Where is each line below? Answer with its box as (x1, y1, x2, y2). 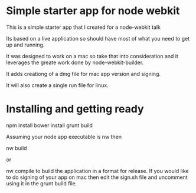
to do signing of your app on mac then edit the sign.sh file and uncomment (6, 174, 188, 181)
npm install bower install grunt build (6, 122, 93, 129)
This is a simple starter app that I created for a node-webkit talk (6, 24, 161, 31)
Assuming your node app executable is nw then (6, 133, 122, 140)
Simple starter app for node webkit (6, 4, 180, 18)
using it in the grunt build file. (6, 179, 77, 187)
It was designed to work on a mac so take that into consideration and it (6, 52, 178, 59)
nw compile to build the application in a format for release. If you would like (6, 167, 189, 174)
